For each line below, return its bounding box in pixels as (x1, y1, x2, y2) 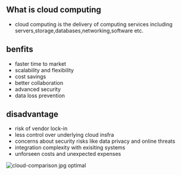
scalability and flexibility (14, 66, 74, 73)
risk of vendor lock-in (14, 125, 68, 132)
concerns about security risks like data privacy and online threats (14, 137, 176, 145)
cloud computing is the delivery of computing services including (14, 20, 173, 27)
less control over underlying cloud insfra (14, 131, 114, 139)
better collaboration (14, 79, 64, 86)
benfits (6, 44, 34, 54)
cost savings (14, 73, 46, 80)
